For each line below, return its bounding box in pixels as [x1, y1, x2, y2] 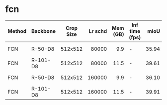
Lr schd [88, 27, 107, 34]
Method [7, 27, 27, 34]
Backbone [31, 27, 56, 34]
